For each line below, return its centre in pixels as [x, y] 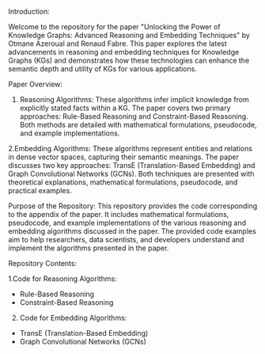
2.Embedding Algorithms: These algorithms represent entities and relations [131, 148]
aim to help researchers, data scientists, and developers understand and [126, 240]
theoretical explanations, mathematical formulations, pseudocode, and [123, 182]
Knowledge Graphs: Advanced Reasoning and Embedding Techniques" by [129, 35]
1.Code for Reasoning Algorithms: [62, 279]
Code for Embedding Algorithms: [73, 318]
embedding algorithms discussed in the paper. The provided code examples [132, 231]
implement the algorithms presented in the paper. [89, 248]
